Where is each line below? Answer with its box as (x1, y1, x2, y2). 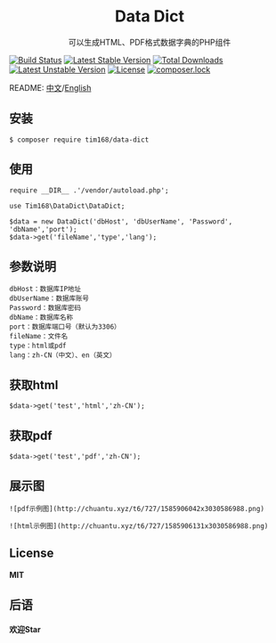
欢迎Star (9, 623, 42, 634)
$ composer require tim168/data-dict (9, 135, 150, 144)
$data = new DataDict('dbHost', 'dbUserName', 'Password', (9, 216, 233, 226)
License (9, 546, 54, 561)
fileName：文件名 (9, 332, 69, 341)
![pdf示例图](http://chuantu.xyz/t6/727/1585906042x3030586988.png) (9, 504, 265, 513)
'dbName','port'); (9, 224, 77, 233)
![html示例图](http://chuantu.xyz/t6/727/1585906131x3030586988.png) (9, 521, 269, 531)
